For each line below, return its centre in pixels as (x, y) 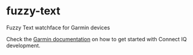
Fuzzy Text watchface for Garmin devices (58, 27)
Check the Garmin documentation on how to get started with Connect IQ (97, 39)
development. (23, 45)
